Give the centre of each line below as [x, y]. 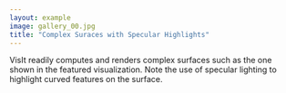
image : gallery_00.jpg [52, 26]
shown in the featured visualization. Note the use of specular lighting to [143, 70]
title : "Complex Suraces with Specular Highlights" [109, 34]
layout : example [40, 18]
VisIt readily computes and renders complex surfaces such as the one [141, 60]
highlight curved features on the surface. [86, 79]
